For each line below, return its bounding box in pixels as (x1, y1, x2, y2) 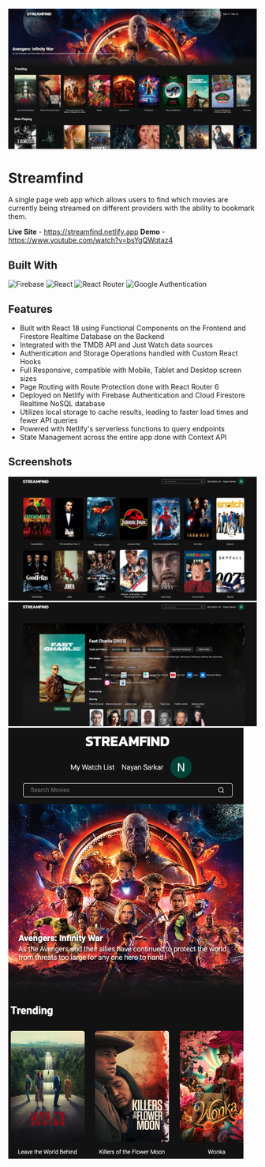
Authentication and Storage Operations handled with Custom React (19, 348, 238, 358)
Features (8, 302, 53, 316)
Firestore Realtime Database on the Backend (19, 332, 165, 341)
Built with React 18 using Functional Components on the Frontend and (19, 323, 246, 333)
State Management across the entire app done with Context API (19, 432, 227, 442)
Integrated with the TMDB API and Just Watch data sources (19, 341, 214, 350)
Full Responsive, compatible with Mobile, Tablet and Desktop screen (19, 365, 242, 375)
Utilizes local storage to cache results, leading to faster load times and (19, 408, 248, 417)
